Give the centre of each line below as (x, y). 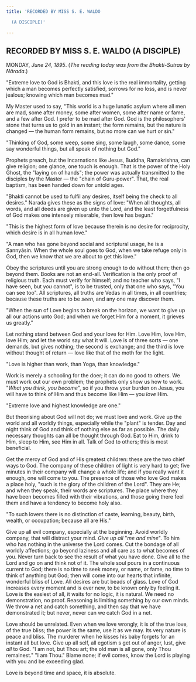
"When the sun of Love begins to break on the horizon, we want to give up (96, 311)
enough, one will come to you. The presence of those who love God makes (97, 478)
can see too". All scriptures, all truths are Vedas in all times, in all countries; (97, 293)
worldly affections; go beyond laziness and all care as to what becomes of (96, 551)
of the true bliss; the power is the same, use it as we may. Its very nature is (96, 630)
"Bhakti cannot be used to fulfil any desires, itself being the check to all (92, 196)
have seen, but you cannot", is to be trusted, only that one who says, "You (95, 287)
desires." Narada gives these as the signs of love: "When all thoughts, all (94, 203)
